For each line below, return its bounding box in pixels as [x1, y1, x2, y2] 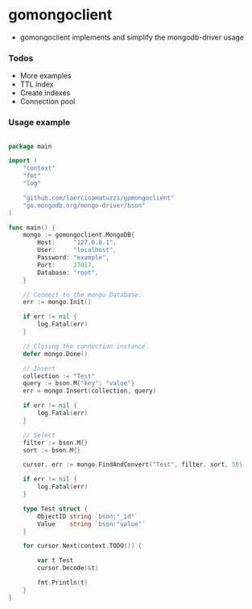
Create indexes [19, 88, 71, 98]
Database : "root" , [37, 268, 99, 276]
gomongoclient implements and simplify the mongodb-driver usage [19, 32, 244, 42]
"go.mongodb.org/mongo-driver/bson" [23, 201, 147, 209]
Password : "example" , [37, 254, 110, 262]
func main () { [8, 224, 56, 232]
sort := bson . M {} [23, 446, 81, 454]
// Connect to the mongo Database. [23, 291, 143, 299]
